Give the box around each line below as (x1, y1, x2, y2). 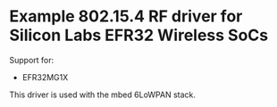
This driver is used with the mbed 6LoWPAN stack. (9, 89, 197, 100)
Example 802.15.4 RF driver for (9, 6, 243, 27)
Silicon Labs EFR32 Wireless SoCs (9, 25, 269, 45)
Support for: (9, 54, 55, 65)
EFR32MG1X (21, 71, 69, 82)
